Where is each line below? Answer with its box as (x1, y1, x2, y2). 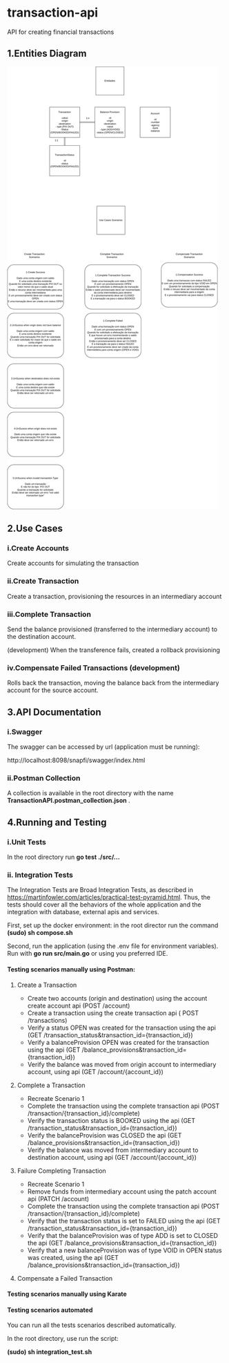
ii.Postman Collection (7, 773, 81, 783)
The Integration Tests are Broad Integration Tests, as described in (7, 886, 193, 894)
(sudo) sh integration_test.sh (7, 1348, 92, 1356)
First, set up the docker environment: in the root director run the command (7, 921, 219, 929)
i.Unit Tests (7, 837, 46, 846)
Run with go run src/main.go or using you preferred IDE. (7, 949, 168, 958)
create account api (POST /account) (27, 1001, 130, 1010)
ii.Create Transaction (7, 576, 79, 586)
